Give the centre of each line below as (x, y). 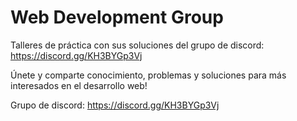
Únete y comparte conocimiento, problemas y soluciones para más (148, 75)
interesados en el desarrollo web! (79, 85)
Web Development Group (117, 17)
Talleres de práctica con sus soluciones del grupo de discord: (137, 45)
